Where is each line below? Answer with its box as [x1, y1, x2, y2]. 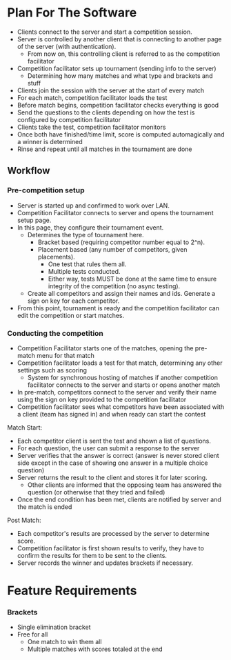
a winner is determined [17, 137, 83, 146]
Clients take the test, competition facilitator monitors [17, 123, 166, 131]
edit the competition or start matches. [17, 311, 125, 319]
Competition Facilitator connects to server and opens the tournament [17, 208, 214, 217]
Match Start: [7, 423, 43, 432]
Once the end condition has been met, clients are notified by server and [17, 495, 222, 503]
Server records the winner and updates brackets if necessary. [17, 559, 194, 567]
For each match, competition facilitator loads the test [17, 93, 168, 101]
